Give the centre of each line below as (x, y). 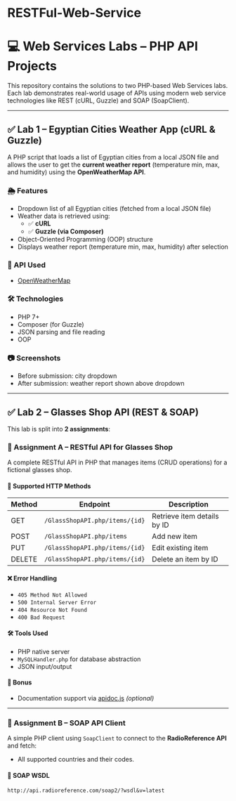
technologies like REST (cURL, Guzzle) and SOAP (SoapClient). (98, 100)
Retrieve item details (185, 516)
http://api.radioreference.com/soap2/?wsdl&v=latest (86, 790)
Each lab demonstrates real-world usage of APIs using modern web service (117, 93)
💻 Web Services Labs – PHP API (103, 46)
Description (188, 504)
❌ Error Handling (32, 578)
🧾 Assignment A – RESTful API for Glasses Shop (90, 447)
